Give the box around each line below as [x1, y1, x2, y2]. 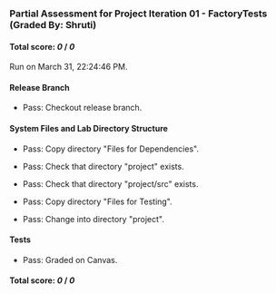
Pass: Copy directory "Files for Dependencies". [22, 143, 200, 154]
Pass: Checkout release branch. [22, 103, 143, 113]
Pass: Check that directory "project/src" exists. [22, 178, 199, 189]
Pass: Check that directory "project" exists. [22, 161, 184, 171]
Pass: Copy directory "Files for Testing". [22, 196, 172, 207]
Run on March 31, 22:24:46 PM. [9, 62, 128, 73]
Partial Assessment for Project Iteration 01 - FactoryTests [9, 7, 268, 20]
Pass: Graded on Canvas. [22, 254, 118, 265]
